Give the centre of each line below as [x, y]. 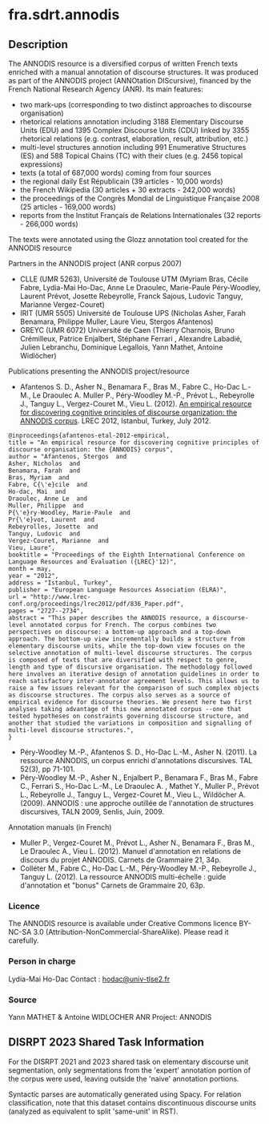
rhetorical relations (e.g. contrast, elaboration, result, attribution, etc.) [134, 139]
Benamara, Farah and [44, 471]
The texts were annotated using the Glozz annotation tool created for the [128, 239]
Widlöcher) [38, 356]
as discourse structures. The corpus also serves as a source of [119, 695]
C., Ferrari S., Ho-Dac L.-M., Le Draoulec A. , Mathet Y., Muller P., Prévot [139, 786]
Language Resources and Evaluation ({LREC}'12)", [93, 562]
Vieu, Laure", [32, 548]
